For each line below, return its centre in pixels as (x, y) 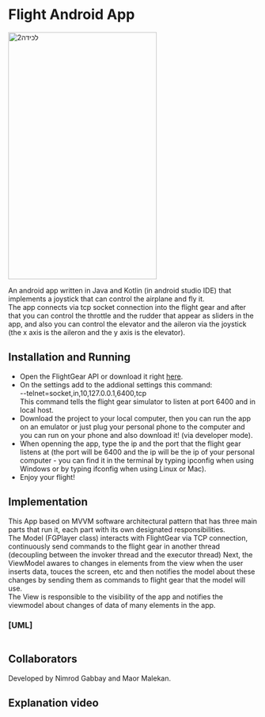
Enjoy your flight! (47, 477)
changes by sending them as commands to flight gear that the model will (127, 579)
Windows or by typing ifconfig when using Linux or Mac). (113, 469)
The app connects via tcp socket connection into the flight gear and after (127, 307)
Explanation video (53, 703)
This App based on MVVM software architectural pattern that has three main (133, 521)
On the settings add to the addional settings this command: (116, 384)
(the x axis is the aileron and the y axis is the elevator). (97, 332)
